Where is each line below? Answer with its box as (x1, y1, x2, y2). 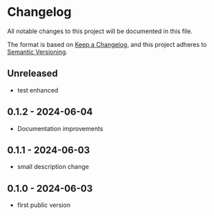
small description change (17, 163, 90, 171)
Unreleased (7, 68, 59, 79)
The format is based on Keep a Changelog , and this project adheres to (7, 40, 207, 48)
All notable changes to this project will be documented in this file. (7, 27, 193, 35)
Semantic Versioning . (7, 48, 68, 56)
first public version (17, 201, 71, 209)
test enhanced (17, 86, 59, 94)
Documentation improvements (17, 124, 104, 132)
